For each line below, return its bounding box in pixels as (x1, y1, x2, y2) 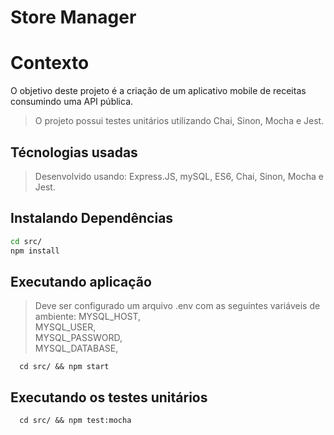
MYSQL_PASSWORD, (34, 332, 123, 344)
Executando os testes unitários (10, 389, 208, 406)
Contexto (10, 52, 90, 75)
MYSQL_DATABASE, (34, 342, 119, 355)
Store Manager (10, 6, 137, 29)
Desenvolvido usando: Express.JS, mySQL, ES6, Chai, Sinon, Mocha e (34, 170, 324, 182)
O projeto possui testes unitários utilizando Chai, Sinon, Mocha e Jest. (34, 115, 325, 127)
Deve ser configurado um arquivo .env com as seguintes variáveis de (34, 300, 321, 312)
